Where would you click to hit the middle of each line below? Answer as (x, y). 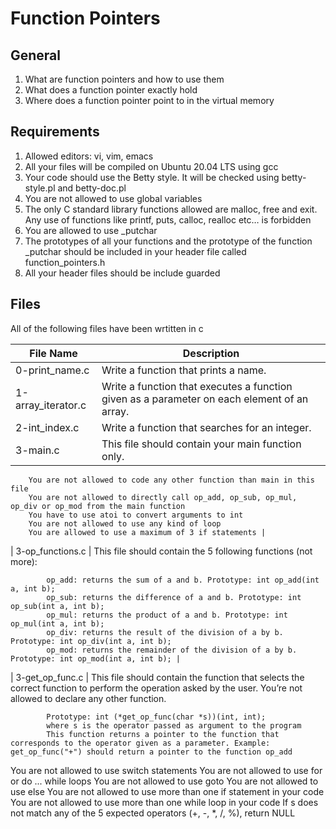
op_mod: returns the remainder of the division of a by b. (172, 650)
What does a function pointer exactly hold (111, 90)
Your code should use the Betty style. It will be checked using (152, 177)
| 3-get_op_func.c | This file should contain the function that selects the (157, 677)
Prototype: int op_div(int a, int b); (91, 641)
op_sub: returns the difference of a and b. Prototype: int (174, 597)
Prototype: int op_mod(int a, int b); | (96, 658)
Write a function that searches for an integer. (206, 427)
